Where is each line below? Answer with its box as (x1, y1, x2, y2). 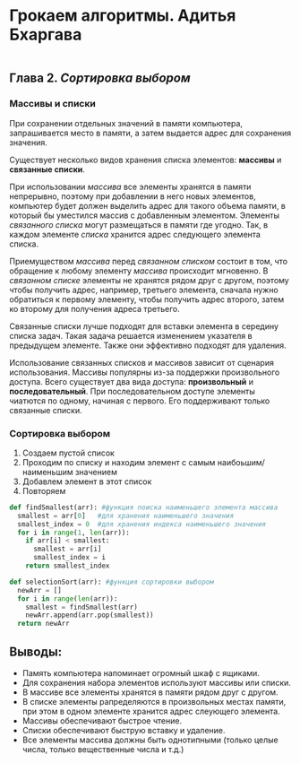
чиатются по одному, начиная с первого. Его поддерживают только (9, 395, 270, 406)
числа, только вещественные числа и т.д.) (21, 743, 184, 754)
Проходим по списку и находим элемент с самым (21, 456, 216, 467)
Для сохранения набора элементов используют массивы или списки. (21, 677, 291, 688)
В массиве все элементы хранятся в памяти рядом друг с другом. (21, 687, 279, 698)
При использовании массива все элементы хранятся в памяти (9, 181, 252, 192)
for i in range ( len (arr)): (17, 594, 118, 603)
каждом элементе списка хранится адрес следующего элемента (9, 229, 261, 239)
